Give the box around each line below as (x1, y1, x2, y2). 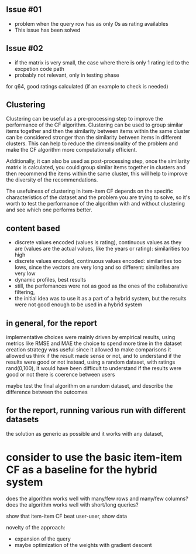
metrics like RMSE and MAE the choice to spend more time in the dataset (6, 340, 183, 347)
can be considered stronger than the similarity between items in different (6, 134, 182, 141)
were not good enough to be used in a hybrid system (14, 301, 142, 308)
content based (6, 223, 60, 233)
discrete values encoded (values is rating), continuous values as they (14, 239, 182, 246)
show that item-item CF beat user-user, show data (6, 512, 128, 519)
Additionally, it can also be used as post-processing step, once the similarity (6, 158, 190, 165)
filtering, (14, 289, 35, 296)
